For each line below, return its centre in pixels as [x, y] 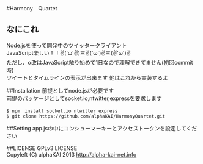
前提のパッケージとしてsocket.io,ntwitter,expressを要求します [84, 98]
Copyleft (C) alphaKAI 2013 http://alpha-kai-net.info [72, 154]
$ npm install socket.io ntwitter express [62, 111]
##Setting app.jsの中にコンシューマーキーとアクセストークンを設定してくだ [102, 128]
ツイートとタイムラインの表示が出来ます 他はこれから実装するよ [87, 77]
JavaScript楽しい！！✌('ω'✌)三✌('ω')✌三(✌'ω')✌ [69, 52]
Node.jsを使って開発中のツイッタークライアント [67, 45]
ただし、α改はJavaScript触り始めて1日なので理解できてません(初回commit [100, 62]
